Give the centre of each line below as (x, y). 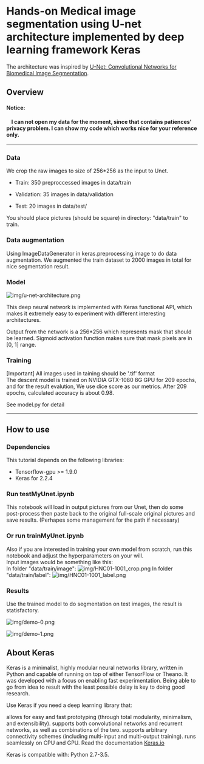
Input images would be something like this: (60, 562)
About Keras (30, 653)
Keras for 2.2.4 (34, 478)
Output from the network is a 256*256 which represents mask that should (99, 332)
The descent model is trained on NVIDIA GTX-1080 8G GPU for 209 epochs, (101, 380)
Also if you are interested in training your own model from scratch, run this (99, 549)
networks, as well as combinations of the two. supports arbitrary (87, 729)
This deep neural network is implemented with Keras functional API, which (99, 307)
